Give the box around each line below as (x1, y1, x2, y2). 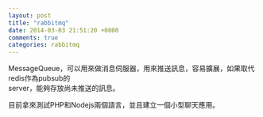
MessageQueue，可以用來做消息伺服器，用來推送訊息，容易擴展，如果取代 (8, 64, 255, 74)
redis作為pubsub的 (8, 74, 71, 83)
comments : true (8, 33, 59, 42)
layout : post (8, 11, 52, 20)
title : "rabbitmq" (8, 19, 69, 27)
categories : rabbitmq (8, 41, 80, 49)
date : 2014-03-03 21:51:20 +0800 (8, 26, 119, 34)
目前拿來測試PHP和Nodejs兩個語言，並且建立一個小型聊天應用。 (8, 100, 220, 110)
